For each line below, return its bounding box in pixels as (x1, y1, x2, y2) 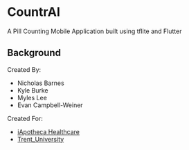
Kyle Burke (17, 86, 48, 94)
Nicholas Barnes (17, 79, 64, 87)
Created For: (7, 114, 43, 122)
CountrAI (7, 4, 61, 20)
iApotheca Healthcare (17, 127, 80, 135)
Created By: (7, 65, 42, 73)
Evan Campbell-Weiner (17, 101, 83, 109)
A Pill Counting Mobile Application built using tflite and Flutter (7, 27, 182, 35)
